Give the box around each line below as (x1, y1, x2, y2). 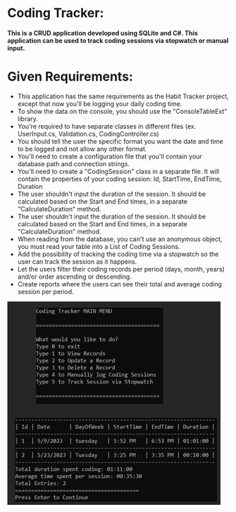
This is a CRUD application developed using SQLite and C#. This (7, 28, 199, 37)
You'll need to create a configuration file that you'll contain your (17, 152, 202, 161)
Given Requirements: (7, 69, 134, 84)
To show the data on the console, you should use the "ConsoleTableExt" (17, 107, 228, 115)
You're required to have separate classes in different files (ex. (17, 122, 197, 130)
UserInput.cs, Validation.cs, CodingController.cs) (17, 129, 160, 138)
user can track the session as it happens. (17, 257, 137, 266)
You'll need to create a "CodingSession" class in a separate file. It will (17, 167, 220, 175)
